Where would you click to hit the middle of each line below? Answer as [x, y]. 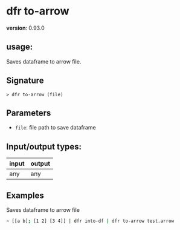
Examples [25, 195]
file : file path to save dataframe [56, 128]
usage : [20, 47]
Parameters [29, 113]
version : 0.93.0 [26, 28]
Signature [25, 81]
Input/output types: [44, 146]
